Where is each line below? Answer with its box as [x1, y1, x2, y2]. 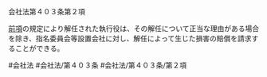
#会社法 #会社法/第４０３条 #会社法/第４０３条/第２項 [8, 60, 187, 70]
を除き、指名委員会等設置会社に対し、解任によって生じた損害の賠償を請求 [8, 34, 252, 43]
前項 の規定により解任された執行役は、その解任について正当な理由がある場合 [8, 24, 260, 33]
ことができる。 [14, 44, 65, 53]
